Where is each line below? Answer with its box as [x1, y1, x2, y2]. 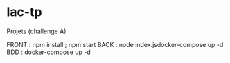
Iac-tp [6, 4, 42, 20]
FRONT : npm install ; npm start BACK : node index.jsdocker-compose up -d [6, 40, 224, 48]
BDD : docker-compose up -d [6, 48, 91, 56]
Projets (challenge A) [6, 27, 67, 35]
